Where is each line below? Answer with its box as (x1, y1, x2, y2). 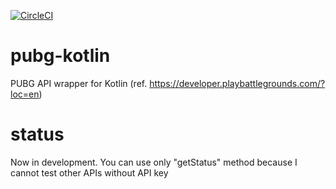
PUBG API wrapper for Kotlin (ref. (10, 77, 148, 89)
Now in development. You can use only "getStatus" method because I (10, 156, 298, 168)
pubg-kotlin (10, 45, 111, 67)
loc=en (10, 88, 40, 100)
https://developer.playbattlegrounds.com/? (149, 77, 326, 89)
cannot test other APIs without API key (10, 166, 169, 179)
